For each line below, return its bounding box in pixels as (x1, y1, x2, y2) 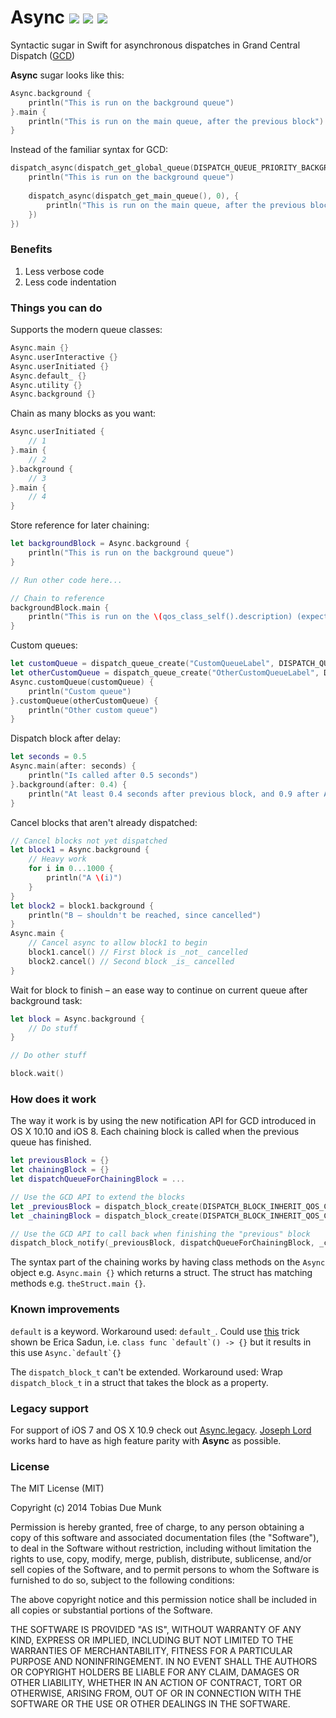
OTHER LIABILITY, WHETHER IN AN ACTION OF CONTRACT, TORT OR (10, 1677, 302, 1689)
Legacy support (10, 1401, 89, 1415)
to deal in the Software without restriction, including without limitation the (10, 1542, 312, 1555)
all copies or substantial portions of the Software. (10, 1604, 213, 1616)
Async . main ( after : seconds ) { (10, 761, 137, 771)
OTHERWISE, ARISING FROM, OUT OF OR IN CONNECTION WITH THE (10, 1687, 302, 1700)
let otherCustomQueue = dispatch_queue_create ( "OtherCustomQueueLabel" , (10, 668, 320, 678)
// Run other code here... (10, 575, 123, 585)
